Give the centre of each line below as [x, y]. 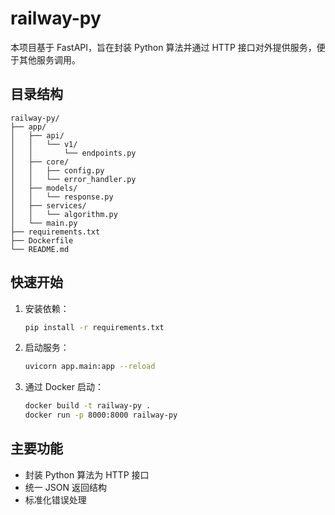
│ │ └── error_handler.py [73, 179]
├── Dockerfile [42, 240]
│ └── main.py [44, 223]
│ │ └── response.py [62, 197]
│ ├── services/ [48, 205]
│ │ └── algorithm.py [64, 214]
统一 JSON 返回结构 [65, 487]
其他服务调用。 [49, 59]
